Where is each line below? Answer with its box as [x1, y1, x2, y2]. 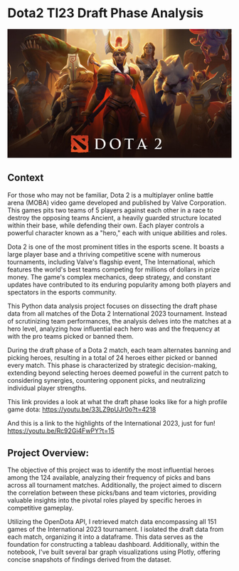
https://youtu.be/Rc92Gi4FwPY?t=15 [7, 426, 115, 435]
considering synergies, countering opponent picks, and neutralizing [7, 376, 206, 384]
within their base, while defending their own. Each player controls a [7, 221, 205, 230]
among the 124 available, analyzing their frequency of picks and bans [7, 473, 211, 482]
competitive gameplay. [7, 504, 74, 513]
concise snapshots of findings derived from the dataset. [7, 555, 172, 564]
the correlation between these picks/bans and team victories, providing [7, 488, 217, 497]
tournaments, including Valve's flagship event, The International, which [7, 257, 216, 266]
